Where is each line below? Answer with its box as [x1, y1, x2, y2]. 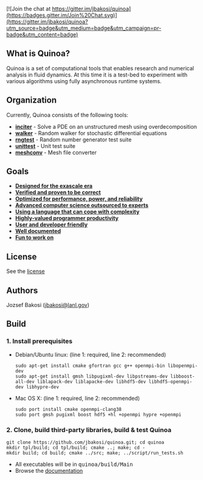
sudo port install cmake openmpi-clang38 [15, 406, 122, 412]
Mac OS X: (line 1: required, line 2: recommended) [15, 394, 140, 402]
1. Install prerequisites [6, 337, 73, 345]
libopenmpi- [167, 362, 198, 369]
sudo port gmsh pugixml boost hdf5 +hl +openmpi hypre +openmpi [15, 411, 182, 417]
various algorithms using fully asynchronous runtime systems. [6, 77, 162, 84]
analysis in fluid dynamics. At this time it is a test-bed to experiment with [6, 71, 188, 78]
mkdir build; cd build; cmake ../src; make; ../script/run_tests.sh [6, 450, 184, 456]
